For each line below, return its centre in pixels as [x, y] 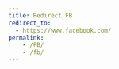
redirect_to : [30, 23]
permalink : [26, 38]
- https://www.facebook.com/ [63, 30]
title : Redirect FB [40, 15]
